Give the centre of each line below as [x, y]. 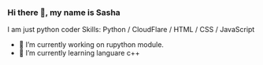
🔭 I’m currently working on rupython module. [91, 45]
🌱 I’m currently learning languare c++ [79, 53]
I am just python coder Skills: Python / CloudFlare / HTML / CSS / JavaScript [131, 30]
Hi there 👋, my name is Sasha [64, 13]
